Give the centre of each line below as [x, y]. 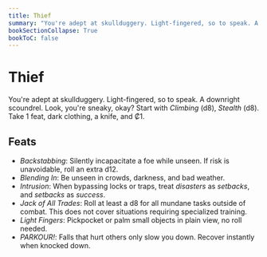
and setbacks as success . [63, 195]
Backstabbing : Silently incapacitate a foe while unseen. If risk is [124, 161]
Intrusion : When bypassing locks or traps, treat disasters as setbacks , [134, 186]
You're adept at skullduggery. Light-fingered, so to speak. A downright [124, 100]
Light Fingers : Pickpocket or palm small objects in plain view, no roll [131, 220]
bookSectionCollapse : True [53, 30]
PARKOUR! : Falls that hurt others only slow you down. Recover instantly [137, 237]
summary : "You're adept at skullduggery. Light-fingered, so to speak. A [133, 23]
